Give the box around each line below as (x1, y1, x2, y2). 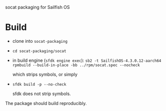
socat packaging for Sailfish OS (5, 4, 70, 10)
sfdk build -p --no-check (12, 82, 66, 87)
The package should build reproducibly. (5, 100, 87, 106)
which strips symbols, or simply (12, 71, 78, 77)
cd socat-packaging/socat (12, 48, 66, 54)
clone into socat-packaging (12, 38, 68, 44)
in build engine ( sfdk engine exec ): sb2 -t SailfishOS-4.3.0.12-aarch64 (12, 57, 162, 63)
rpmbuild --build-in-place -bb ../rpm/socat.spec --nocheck (12, 62, 140, 68)
